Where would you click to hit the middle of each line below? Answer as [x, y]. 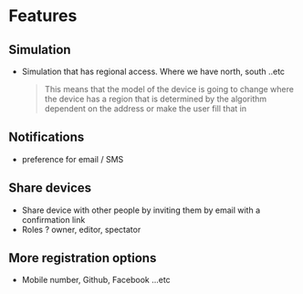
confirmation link [53, 219]
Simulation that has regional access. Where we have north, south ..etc [153, 71]
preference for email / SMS [73, 159]
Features [43, 16]
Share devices [50, 188]
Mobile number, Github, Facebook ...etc [96, 280]
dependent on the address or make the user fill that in [146, 109]
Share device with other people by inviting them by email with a [141, 210]
